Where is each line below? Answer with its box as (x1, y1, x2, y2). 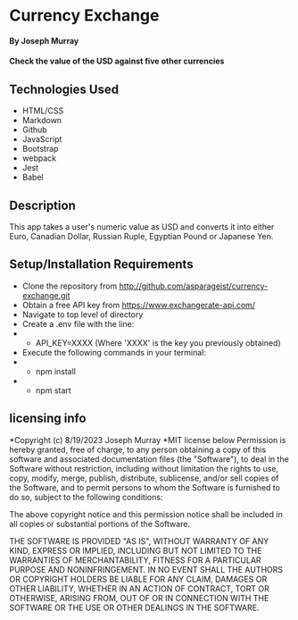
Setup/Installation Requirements (9, 256, 194, 272)
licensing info (9, 411, 87, 426)
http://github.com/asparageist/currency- (119, 281, 269, 291)
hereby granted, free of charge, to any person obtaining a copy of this (9, 444, 267, 455)
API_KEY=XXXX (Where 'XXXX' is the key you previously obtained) (35, 337, 281, 348)
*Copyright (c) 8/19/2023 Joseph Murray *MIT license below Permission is (9, 434, 286, 445)
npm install (35, 365, 76, 376)
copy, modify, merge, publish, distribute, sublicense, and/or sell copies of (9, 473, 279, 483)
